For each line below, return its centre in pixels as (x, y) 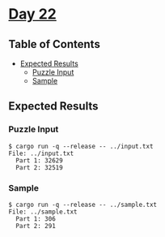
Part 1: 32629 (39, 160)
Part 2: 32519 (39, 167)
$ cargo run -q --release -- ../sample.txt (83, 205)
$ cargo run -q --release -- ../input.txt (81, 146)
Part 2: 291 (36, 226)
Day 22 (32, 14)
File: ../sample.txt (43, 212)
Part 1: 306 (36, 219)
